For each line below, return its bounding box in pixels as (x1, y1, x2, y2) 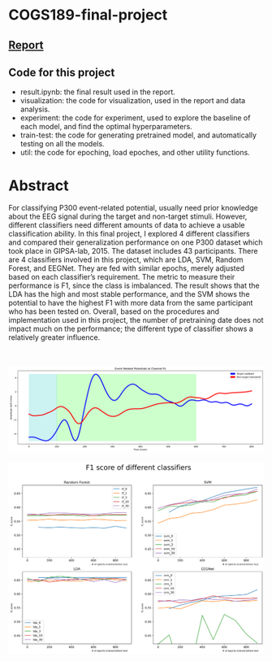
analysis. (19, 104, 50, 115)
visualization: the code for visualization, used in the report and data (19, 96, 246, 106)
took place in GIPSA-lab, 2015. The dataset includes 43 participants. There (8, 246, 258, 256)
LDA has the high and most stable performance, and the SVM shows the (8, 289, 250, 299)
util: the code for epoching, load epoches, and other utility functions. (19, 148, 250, 158)
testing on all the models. (19, 139, 105, 149)
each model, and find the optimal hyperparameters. (19, 122, 192, 132)
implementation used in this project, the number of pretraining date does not (8, 315, 264, 325)
